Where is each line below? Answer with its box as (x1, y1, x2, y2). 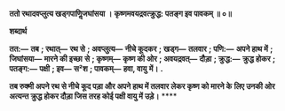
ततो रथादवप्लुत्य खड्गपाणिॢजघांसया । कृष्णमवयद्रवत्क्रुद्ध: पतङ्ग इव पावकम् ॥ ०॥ (9, 9, 233, 18)
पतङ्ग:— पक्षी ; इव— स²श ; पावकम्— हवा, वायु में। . (9, 63, 163, 74)
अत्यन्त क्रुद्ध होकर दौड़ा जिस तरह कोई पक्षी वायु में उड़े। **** (9, 91, 178, 101)
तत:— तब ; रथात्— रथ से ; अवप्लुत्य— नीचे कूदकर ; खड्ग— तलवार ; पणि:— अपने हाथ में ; (9, 44, 273, 54)
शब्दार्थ (9, 26, 28, 36)
